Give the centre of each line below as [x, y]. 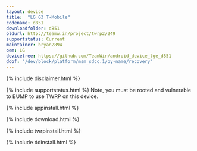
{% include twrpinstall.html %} [44, 131]
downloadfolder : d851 [33, 28]
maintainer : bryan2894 [34, 45]
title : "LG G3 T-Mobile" [38, 17]
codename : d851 [25, 23]
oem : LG [16, 51]
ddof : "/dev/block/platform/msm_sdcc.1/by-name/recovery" [79, 61]
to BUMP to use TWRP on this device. [52, 96]
